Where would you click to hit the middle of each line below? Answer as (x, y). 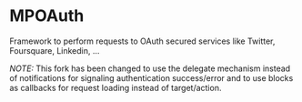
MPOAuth (47, 16)
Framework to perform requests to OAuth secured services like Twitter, (142, 41)
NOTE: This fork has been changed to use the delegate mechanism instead (150, 68)
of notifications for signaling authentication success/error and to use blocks (151, 77)
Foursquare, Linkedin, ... (55, 50)
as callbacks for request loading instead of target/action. (116, 87)
